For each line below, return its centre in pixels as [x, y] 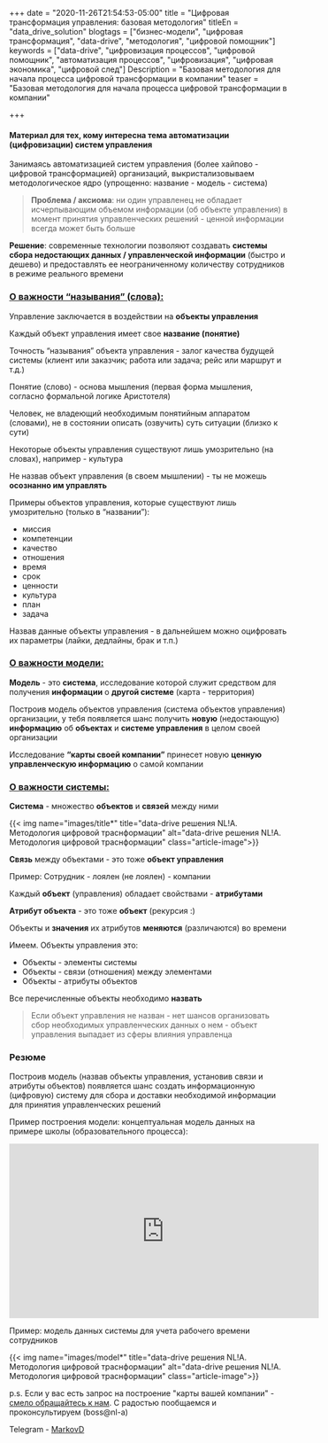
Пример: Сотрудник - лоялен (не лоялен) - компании [110, 877]
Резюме [27, 1057]
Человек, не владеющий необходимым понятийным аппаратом [130, 413]
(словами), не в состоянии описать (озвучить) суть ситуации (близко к [144, 422]
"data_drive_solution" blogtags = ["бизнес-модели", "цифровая [126, 31]
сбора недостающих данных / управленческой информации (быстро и [147, 255]
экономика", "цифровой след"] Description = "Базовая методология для [145, 69]
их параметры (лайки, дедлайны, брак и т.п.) [94, 640]
